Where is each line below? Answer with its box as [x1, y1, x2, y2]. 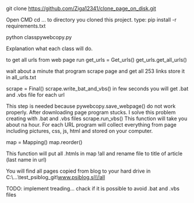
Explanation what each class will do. [6, 45, 93, 52]
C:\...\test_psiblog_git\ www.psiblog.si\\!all [6, 174, 105, 180]
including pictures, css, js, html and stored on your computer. [6, 128, 153, 134]
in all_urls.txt [6, 74, 37, 80]
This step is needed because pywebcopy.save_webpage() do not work [6, 103, 176, 110]
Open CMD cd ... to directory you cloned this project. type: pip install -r [6, 16, 177, 23]
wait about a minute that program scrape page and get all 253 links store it [6, 68, 185, 75]
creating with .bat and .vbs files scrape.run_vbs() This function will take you [6, 115, 188, 122]
